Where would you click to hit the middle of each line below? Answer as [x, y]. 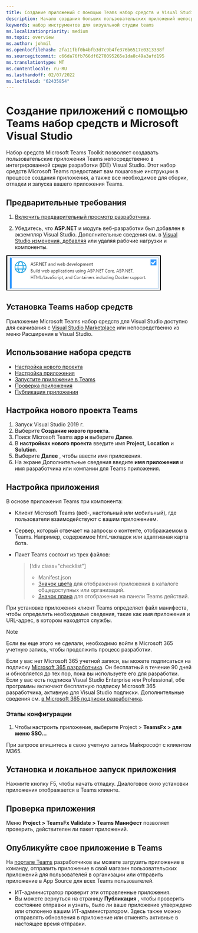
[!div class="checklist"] [58, 566]
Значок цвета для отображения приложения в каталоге [108, 584]
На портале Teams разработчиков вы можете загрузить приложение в [95, 862]
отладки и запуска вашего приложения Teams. [65, 184]
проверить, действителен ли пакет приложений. [67, 829]
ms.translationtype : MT [35, 62]
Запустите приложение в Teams [55, 379]
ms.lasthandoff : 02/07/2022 [41, 75]
